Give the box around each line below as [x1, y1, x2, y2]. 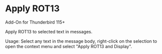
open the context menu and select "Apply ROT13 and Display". [5, 43, 132, 49]
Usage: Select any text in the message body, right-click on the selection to [5, 38, 158, 44]
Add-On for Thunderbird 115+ [5, 19, 65, 25]
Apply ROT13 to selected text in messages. [5, 28, 93, 34]
